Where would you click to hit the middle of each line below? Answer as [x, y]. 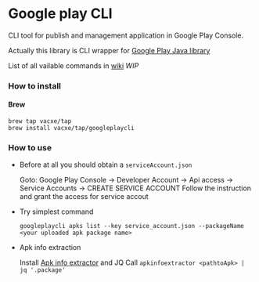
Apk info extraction [50, 248]
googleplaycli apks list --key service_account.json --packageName [131, 226]
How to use [30, 147]
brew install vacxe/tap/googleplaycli [71, 128]
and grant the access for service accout [84, 197]
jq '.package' [42, 270]
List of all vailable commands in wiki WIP [74, 65]
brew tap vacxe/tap [40, 121]
